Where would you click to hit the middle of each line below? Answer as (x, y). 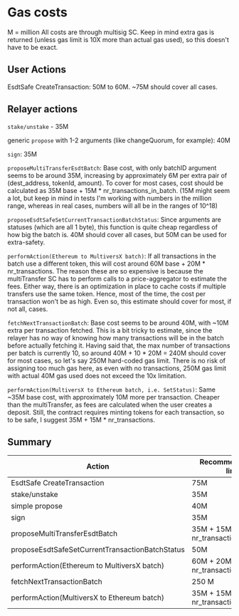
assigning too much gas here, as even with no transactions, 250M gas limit (117, 368)
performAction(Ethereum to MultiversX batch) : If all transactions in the (112, 256)
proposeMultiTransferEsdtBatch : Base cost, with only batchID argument (112, 167)
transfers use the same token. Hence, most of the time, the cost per (107, 293)
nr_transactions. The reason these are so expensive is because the (106, 271)
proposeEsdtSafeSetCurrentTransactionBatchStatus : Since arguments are (115, 219)
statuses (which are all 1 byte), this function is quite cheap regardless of (113, 227)
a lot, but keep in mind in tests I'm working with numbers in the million (110, 198)
